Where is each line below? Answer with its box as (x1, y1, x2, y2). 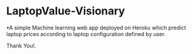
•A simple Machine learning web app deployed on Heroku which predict (6, 24, 187, 31)
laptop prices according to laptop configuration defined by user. (6, 30, 166, 37)
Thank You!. (6, 42, 36, 49)
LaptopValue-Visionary (6, 4, 125, 18)
